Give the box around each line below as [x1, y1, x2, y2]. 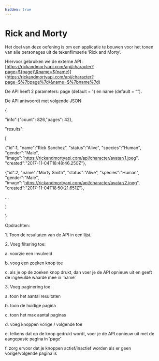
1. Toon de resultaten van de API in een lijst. [5, 232, 92, 238]
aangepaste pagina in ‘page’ [5, 336, 61, 342]
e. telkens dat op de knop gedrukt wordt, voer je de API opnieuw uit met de [5, 331, 155, 336]
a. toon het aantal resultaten [5, 293, 61, 299]
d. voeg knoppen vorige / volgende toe [5, 321, 83, 327]
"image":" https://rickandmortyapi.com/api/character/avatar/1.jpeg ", [5, 155, 139, 161]
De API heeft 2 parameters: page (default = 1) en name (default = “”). [5, 88, 142, 94]
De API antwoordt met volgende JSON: [5, 98, 83, 104]
